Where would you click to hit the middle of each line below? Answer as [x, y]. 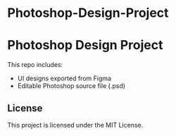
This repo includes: [35, 65]
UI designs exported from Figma [64, 78]
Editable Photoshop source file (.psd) [71, 86]
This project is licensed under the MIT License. [75, 125]
